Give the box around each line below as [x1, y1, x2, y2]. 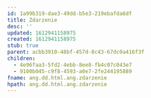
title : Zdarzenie [7, 17, 58, 23]
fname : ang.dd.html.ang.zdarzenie [7, 74, 108, 81]
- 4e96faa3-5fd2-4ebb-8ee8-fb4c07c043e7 [13, 61, 132, 68]
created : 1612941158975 [7, 36, 77, 43]
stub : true [7, 42, 39, 49]
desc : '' [7, 23, 33, 30]
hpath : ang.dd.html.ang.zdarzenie [7, 81, 108, 88]
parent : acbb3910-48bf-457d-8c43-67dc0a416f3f [7, 49, 145, 56]
